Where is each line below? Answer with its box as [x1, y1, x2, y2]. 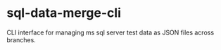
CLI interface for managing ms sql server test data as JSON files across [6, 28, 215, 37]
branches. [6, 35, 36, 44]
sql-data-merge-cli [6, 5, 121, 21]
